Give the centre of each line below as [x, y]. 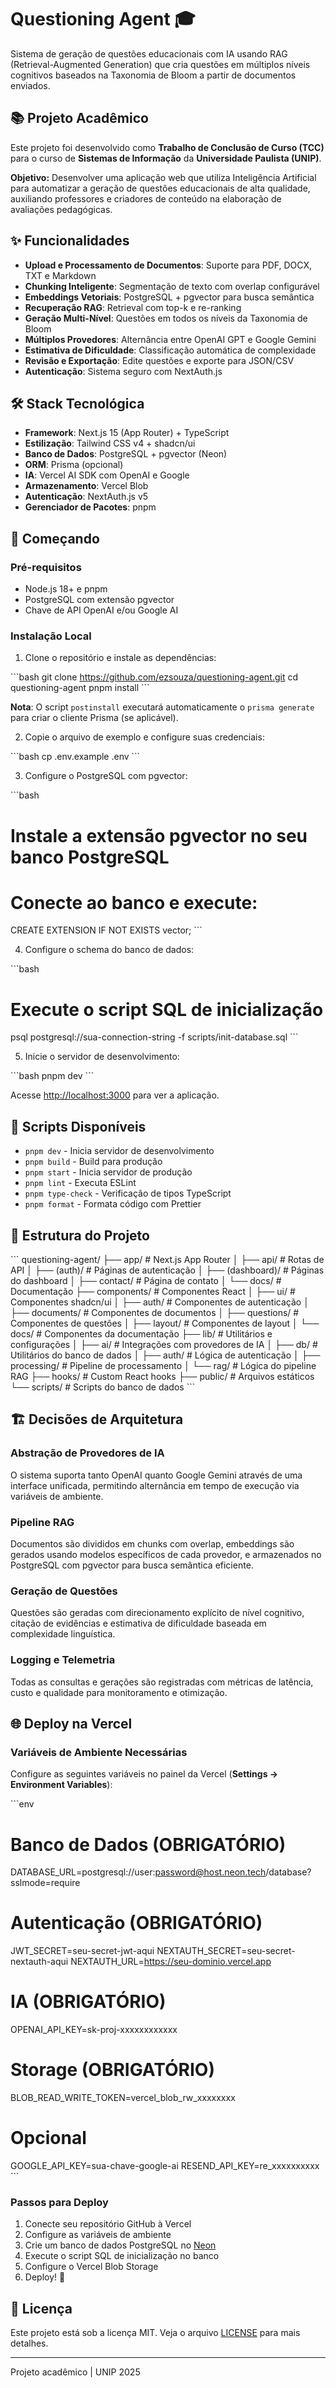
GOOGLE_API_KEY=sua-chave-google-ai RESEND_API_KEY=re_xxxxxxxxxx [165, 2165]
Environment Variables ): [61, 1785]
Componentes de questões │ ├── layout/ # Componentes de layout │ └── [165, 1323]
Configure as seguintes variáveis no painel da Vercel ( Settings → [144, 1774]
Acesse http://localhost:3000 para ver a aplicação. [115, 1095]
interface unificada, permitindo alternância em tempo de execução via [155, 1485]
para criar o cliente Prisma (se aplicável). [94, 718]
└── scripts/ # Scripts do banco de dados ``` [103, 1387]
